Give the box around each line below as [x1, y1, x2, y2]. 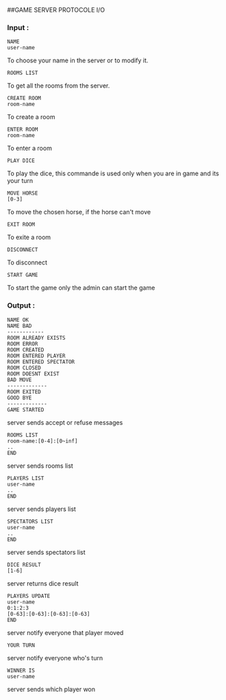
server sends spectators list [7, 548, 86, 556]
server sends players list [7, 505, 77, 513]
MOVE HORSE [7, 190, 38, 197]
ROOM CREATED [7, 346, 45, 353]
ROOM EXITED [7, 388, 41, 395]
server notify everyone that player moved [7, 628, 124, 636]
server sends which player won [7, 685, 96, 693]
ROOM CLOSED [7, 364, 41, 371]
